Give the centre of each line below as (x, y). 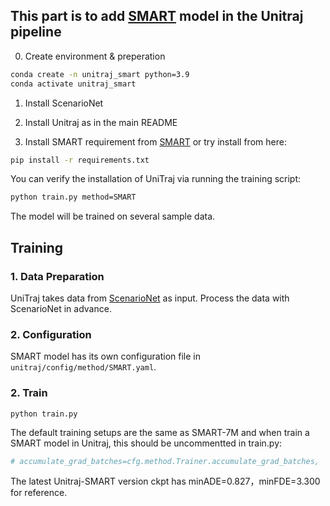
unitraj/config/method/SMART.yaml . (83, 367)
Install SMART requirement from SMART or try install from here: (155, 141)
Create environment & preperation (95, 56)
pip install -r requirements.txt (80, 160)
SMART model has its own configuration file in (105, 356)
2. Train (29, 393)
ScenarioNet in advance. (61, 308)
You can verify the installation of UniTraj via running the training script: (156, 179)
